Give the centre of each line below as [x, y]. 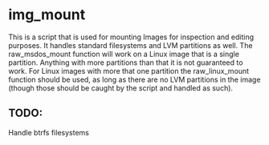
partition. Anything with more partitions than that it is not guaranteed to [126, 62]
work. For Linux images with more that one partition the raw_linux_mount [129, 70]
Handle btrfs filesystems [49, 132]
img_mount [47, 15]
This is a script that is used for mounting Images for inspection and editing [131, 37]
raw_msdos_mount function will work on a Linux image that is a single [124, 54]
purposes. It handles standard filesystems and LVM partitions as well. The [130, 45]
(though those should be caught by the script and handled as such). [121, 88]
